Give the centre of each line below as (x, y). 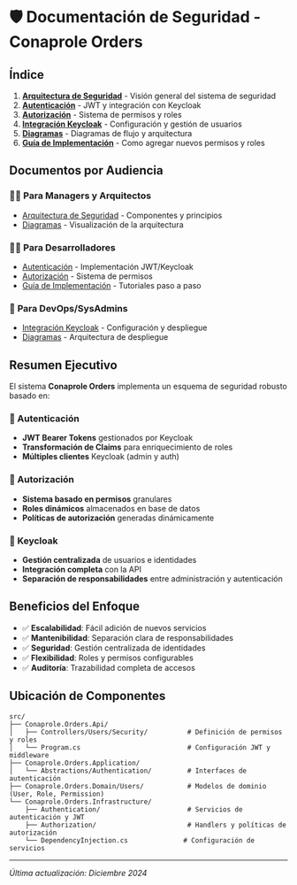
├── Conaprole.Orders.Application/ (75, 763)
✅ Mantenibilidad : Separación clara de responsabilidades (128, 637)
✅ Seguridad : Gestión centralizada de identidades (114, 648)
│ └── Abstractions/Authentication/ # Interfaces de (128, 771)
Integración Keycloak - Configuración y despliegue (114, 327)
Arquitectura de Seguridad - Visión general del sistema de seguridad (149, 96)
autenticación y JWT (47, 817)
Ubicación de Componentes (88, 696)
